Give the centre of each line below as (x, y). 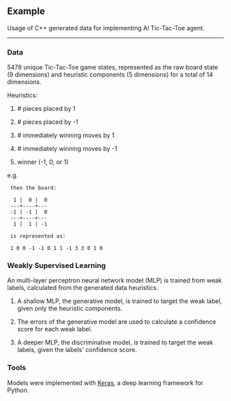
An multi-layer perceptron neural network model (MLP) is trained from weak (114, 280)
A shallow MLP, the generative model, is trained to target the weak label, (119, 301)
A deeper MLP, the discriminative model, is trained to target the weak (115, 342)
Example (26, 11)
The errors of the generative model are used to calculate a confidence (117, 322)
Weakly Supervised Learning (57, 266)
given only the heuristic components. (69, 309)
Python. (18, 390)
